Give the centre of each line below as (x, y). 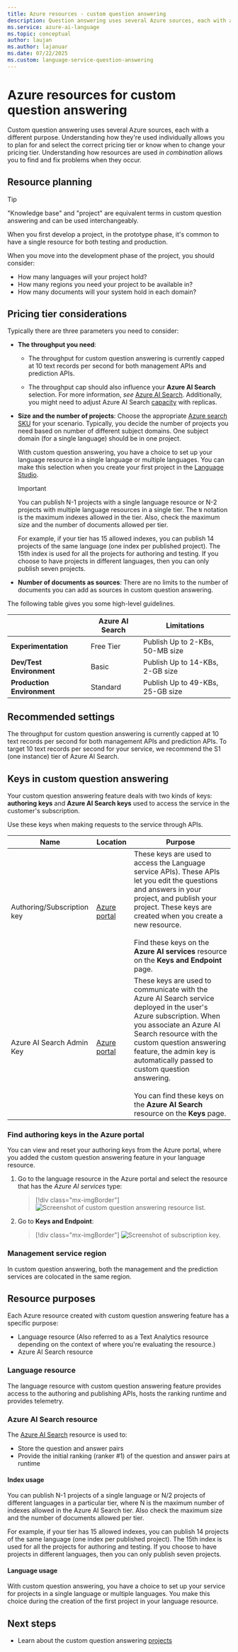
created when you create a (178, 916)
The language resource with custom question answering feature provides (114, 1386)
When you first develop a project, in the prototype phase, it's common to (113, 234)
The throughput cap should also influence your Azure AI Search (122, 387)
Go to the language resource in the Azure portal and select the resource (123, 1179)
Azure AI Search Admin (50, 1042)
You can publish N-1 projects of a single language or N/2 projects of (106, 1495)
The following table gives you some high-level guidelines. (91, 604)
